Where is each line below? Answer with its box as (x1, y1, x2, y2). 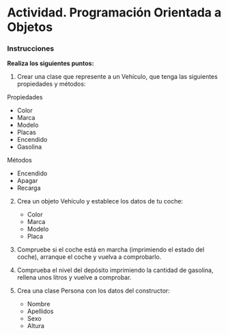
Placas (16, 128, 36, 136)
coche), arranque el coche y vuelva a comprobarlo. (16, 253, 162, 261)
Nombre (27, 300, 51, 308)
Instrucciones (7, 44, 55, 53)
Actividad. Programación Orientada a (7, 5, 222, 21)
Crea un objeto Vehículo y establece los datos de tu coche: (16, 197, 183, 206)
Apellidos (27, 307, 54, 316)
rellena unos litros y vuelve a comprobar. (16, 273, 132, 282)
